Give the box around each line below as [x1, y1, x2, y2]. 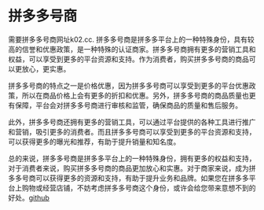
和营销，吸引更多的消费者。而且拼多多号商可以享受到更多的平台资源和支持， [8, 127, 256, 136]
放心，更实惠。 [21, 64, 71, 73]
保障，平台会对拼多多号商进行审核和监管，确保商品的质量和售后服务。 [14, 100, 242, 110]
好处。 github [8, 193, 49, 202]
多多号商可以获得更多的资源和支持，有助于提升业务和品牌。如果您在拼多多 [8, 173, 249, 182]
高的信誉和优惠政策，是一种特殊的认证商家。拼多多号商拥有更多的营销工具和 [8, 44, 256, 53]
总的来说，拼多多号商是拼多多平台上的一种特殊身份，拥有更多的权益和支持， [8, 153, 256, 163]
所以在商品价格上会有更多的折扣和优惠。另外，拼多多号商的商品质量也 [21, 90, 249, 100]
